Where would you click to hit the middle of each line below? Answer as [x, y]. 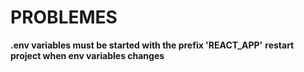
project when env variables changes [87, 55]
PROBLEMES [64, 17]
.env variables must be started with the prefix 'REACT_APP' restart [152, 45]
